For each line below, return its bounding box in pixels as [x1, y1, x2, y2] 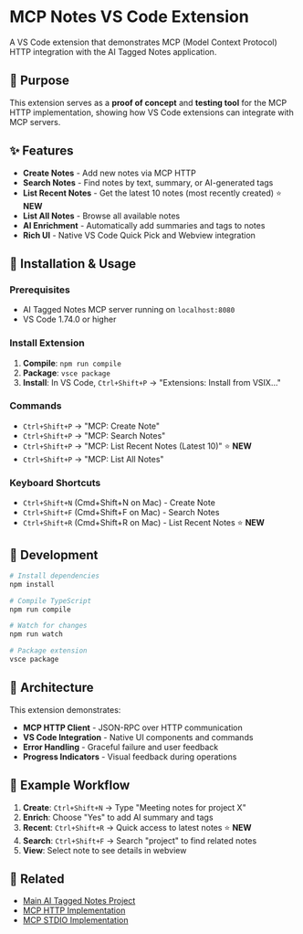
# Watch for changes [9, 621, 89, 631]
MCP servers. [9, 116, 61, 127]
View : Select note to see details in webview [22, 844, 187, 855]
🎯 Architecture [9, 680, 94, 695]
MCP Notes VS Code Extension [9, 6, 249, 27]
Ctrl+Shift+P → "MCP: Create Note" [22, 420, 161, 431]
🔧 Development [9, 547, 99, 563]
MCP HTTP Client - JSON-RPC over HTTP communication [22, 722, 244, 733]
